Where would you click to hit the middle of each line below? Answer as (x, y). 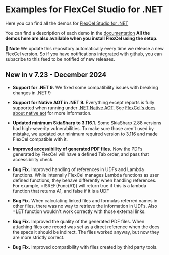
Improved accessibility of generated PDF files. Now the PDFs (77, 149)
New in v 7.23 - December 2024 (56, 75)
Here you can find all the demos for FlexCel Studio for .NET (67, 23)
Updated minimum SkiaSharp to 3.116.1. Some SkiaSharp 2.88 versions (87, 123)
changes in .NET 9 (32, 93)
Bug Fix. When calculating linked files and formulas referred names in (85, 200)
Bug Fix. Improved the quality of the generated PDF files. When (78, 221)
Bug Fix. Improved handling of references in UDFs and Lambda (78, 169)
